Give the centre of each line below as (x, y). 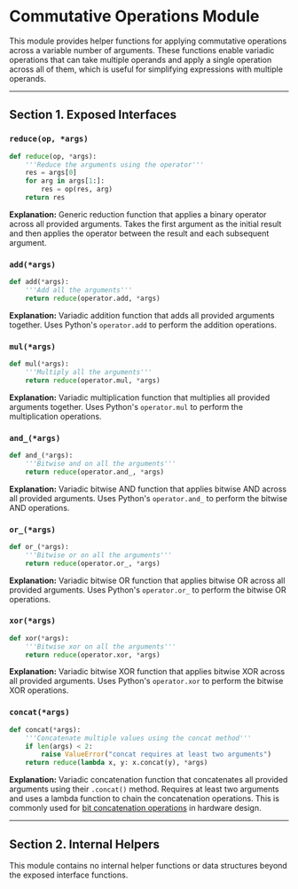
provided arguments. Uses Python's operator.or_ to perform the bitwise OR (148, 590)
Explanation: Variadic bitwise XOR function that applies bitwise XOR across (147, 672)
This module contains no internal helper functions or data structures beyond (149, 865)
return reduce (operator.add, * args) (93, 298)
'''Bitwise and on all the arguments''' (101, 463)
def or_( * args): (39, 547)
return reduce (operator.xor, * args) (93, 655)
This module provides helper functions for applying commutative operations (148, 41)
